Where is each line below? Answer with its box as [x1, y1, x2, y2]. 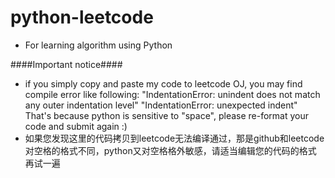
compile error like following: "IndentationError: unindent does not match [24, 88, 321, 100]
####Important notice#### [10, 58, 123, 70]
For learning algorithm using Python [24, 39, 173, 51]
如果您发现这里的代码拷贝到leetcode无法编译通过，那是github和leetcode [24, 132, 325, 144]
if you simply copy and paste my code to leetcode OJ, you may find [24, 77, 303, 90]
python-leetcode [10, 6, 154, 29]
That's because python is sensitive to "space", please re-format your [24, 109, 310, 121]
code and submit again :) [24, 120, 128, 132]
